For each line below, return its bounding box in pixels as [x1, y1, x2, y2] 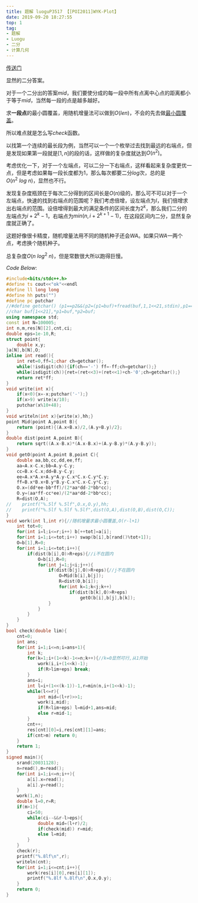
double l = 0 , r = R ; [16, 798, 57, 805]
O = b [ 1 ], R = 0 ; [16, 540, 46, 546]
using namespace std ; [6, 314, 60, 320]
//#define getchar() [6, 303, 57, 309]
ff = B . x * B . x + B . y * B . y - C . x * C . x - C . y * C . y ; [16, 479, 110, 485]
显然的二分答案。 [6, 76, 48, 83]
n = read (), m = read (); [16, 765, 65, 771]
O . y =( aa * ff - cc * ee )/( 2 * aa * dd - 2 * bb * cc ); [16, 491, 112, 496]
